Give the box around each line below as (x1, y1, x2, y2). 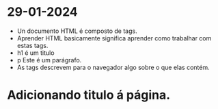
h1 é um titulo (16, 49, 55, 57)
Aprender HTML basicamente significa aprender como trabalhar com (16, 34, 212, 42)
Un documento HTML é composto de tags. (16, 27, 138, 35)
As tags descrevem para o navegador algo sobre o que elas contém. (16, 63, 210, 71)
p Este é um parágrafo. (16, 56, 82, 64)
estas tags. (16, 41, 49, 49)
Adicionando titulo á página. (7, 87, 171, 103)
